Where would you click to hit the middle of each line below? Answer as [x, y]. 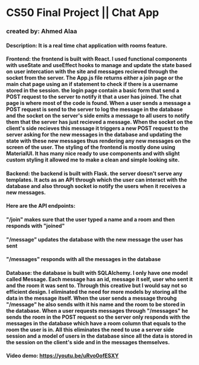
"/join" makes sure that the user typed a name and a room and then [91, 220]
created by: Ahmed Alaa [42, 31]
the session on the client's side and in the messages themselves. [88, 342]
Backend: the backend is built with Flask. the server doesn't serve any [94, 173]
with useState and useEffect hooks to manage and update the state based [99, 65]
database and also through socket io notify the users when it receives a [96, 186]
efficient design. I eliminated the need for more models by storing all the [97, 291]
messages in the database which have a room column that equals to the [96, 323]
